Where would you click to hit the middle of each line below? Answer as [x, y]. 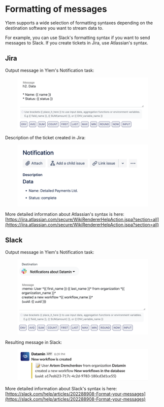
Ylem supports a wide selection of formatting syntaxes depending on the [79, 23]
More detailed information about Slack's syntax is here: [61, 389]
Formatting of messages [56, 9]
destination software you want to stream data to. [54, 28]
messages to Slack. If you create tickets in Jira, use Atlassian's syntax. [77, 42]
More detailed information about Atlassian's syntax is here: [65, 214]
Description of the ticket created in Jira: [45, 138]
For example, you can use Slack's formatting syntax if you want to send [78, 38]
